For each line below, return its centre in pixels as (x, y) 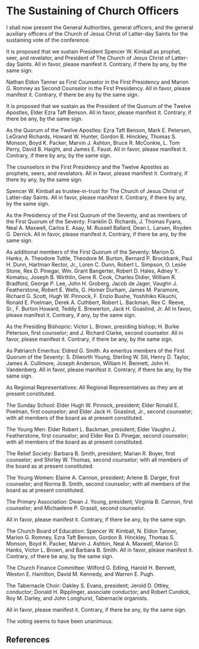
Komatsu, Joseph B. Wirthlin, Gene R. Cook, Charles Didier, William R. (91, 277)
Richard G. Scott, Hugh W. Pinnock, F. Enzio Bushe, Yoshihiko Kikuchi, (92, 296)
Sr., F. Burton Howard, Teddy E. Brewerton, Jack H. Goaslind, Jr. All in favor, (99, 308)
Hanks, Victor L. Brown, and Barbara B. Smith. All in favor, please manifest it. (100, 550)
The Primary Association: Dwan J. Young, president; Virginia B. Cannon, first (99, 501)
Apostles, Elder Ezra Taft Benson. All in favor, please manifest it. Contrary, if (99, 112)
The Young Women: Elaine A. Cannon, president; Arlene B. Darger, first (93, 477)
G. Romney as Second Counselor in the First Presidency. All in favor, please (98, 88)
